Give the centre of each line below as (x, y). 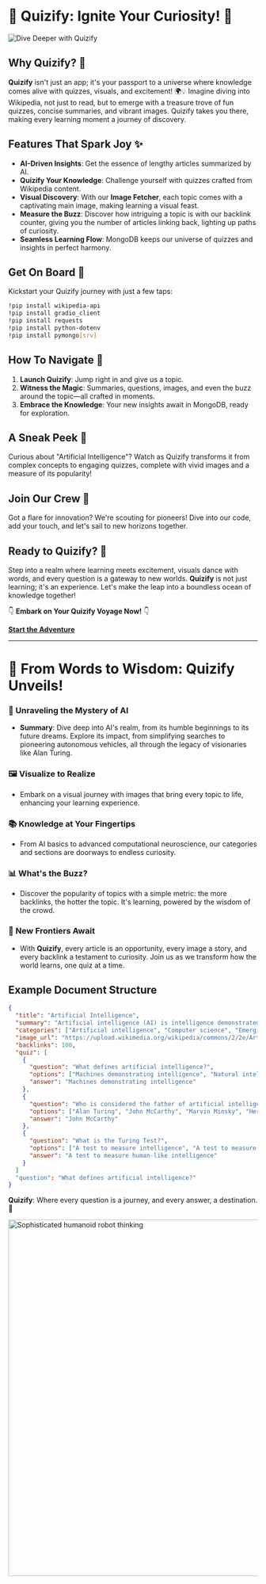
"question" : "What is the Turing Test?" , (99, 1141)
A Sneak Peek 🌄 (47, 438)
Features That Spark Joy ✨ (76, 145)
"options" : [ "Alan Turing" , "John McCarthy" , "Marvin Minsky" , (136, 1111)
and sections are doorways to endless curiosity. (98, 853)
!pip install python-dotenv (55, 328)
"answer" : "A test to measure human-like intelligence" (123, 1155)
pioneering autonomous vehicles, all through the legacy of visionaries (133, 745)
